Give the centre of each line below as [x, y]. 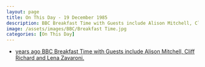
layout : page [23, 12]
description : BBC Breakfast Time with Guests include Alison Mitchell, [99, 23]
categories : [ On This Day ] [41, 34]
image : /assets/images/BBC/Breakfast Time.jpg [67, 29]
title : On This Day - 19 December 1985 [57, 18]
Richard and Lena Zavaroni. [49, 58]
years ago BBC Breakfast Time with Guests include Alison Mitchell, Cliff [105, 51]
